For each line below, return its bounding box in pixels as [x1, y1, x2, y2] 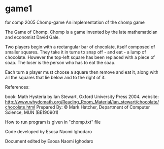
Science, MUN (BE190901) [5, 109, 59, 115]
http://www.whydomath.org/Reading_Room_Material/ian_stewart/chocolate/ [5, 99, 159, 104]
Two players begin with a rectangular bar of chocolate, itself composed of [5, 44, 155, 50]
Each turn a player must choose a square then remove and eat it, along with [5, 69, 159, 75]
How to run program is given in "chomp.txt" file [5, 119, 101, 125]
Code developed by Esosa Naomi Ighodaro [5, 128, 92, 134]
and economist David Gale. [5, 34, 60, 40]
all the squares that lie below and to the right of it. [5, 74, 106, 80]
